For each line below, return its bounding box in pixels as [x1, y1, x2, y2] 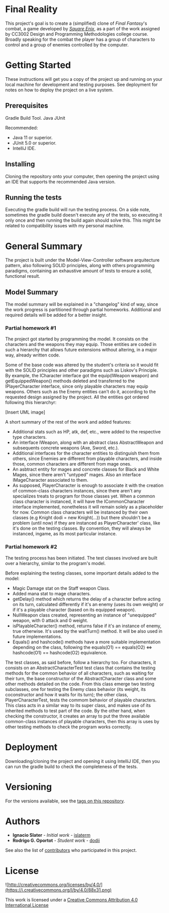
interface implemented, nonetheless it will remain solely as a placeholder [12, 504, 163, 510]
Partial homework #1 [5, 324, 56, 331]
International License [5, 902, 49, 908]
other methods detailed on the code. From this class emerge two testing [5, 681, 155, 687]
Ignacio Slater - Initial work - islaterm [12, 832, 91, 838]
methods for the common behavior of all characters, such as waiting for [5, 670, 154, 676]
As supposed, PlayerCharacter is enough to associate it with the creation [12, 482, 163, 488]
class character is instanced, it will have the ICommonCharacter [12, 498, 145, 504]
